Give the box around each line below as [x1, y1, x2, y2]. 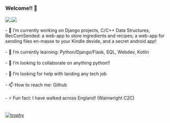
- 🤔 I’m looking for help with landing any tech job [5, 71, 107, 77]
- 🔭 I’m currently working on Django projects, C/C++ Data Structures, [5, 28, 150, 34]
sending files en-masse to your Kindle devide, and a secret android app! [5, 38, 157, 44]
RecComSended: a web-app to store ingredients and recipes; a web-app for [5, 33, 165, 39]
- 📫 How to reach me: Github [5, 82, 67, 88]
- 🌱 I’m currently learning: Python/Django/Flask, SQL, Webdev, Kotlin [5, 49, 149, 55]
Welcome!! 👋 [5, 5, 38, 12]
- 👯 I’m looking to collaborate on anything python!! [5, 60, 110, 66]
